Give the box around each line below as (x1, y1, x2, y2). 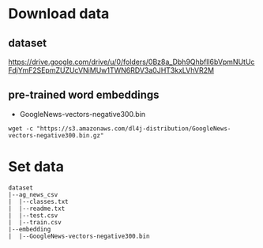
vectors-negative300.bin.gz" (8, 131, 104, 139)
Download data (8, 5, 110, 23)
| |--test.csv (8, 211, 58, 220)
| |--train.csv (8, 218, 62, 226)
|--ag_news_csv (8, 190, 58, 198)
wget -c (8, 124, 34, 133)
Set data (8, 158, 65, 175)
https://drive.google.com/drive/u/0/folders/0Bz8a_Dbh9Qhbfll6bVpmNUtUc (8, 57, 255, 66)
